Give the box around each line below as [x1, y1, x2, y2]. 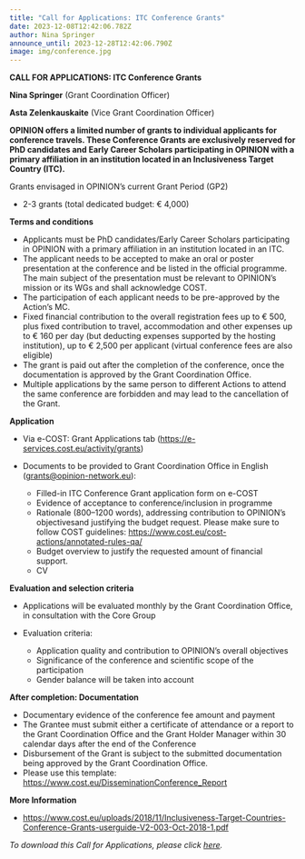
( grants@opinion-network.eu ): [22, 470, 136, 482]
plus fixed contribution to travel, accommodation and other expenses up [22, 321, 293, 332]
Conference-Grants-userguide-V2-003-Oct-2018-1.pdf [22, 822, 229, 833]
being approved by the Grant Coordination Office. [22, 758, 209, 769]
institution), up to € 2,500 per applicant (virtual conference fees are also [22, 340, 293, 351]
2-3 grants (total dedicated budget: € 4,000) [22, 199, 190, 210]
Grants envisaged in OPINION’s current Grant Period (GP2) [9, 181, 229, 192]
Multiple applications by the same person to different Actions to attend [22, 379, 287, 390]
